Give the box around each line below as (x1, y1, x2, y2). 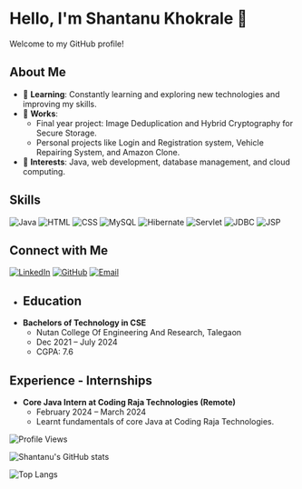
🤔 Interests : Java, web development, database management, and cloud (22, 156, 290, 167)
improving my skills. (22, 98, 97, 109)
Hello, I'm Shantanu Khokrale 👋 (9, 8, 248, 29)
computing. (22, 165, 66, 176)
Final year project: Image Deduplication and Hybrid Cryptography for (35, 117, 293, 128)
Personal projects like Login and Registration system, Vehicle (35, 136, 265, 148)
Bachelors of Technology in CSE (22, 317, 147, 328)
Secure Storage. (35, 127, 97, 138)
